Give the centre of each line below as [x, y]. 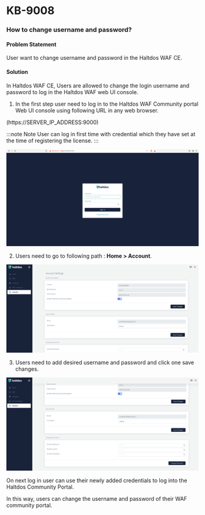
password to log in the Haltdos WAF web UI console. [72, 92]
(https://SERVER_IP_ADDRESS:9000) [52, 122]
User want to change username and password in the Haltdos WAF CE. [94, 58]
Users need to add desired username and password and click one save [104, 363]
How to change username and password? [69, 30]
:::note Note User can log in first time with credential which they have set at [101, 134]
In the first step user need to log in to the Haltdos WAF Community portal [107, 104]
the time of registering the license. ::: [52, 141]
